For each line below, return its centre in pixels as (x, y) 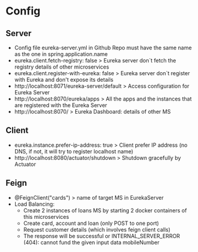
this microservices (46, 217)
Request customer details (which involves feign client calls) (97, 229)
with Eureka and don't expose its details (64, 80)
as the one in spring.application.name (61, 54)
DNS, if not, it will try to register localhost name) (74, 151)
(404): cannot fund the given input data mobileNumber (91, 242)
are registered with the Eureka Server (61, 105)
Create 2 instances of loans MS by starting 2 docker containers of (105, 210)
